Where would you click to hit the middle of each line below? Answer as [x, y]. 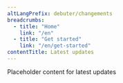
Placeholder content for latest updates [61, 72]
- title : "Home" [37, 26]
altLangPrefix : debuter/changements [60, 13]
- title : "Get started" [47, 39]
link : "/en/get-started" [55, 46]
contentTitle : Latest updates [51, 53]
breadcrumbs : [26, 20]
